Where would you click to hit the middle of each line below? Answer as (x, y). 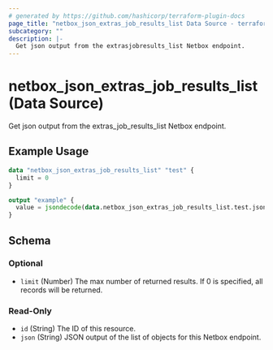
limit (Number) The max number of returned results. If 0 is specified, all (141, 281)
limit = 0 (32, 178)
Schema (30, 240)
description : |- (36, 39)
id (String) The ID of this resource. (78, 329)
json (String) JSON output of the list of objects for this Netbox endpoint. (141, 337)
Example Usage (49, 151)
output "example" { (41, 200)
